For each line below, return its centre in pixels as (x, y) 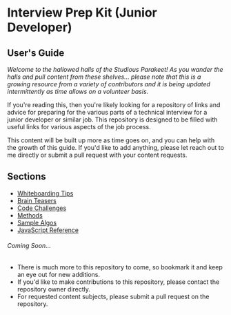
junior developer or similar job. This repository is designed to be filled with (112, 120)
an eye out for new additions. (59, 275)
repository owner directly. (54, 289)
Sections (27, 176)
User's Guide (36, 53)
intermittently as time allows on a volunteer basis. (78, 92)
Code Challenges (42, 208)
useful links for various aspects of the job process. (79, 127)
